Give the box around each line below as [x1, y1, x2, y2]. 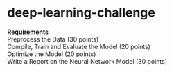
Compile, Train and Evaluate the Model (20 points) [7, 42, 151, 51]
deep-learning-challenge [7, 5, 156, 21]
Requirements [7, 28, 49, 36]
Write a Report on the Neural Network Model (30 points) [7, 57, 168, 65]
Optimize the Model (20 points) [7, 50, 96, 58]
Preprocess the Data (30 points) [7, 35, 99, 43]
